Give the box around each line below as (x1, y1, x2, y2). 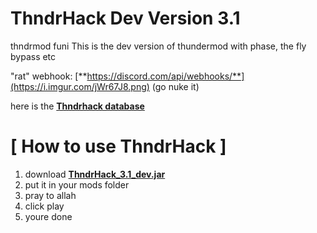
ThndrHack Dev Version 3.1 (10, 7, 241, 30)
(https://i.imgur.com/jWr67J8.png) (10, 80, 150, 92)
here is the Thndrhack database (10, 100, 145, 112)
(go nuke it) (151, 80, 200, 92)
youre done (24, 210, 73, 222)
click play (24, 200, 65, 212)
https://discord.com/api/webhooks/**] (86, 70, 245, 82)
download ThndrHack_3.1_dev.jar (24, 168, 166, 180)
